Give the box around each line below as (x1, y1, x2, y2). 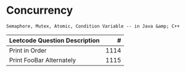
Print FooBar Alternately (9, 56, 76, 64)
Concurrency (6, 4, 73, 17)
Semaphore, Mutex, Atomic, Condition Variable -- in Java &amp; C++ (6, 23, 180, 29)
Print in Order (9, 46, 47, 54)
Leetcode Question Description (9, 36, 100, 45)
